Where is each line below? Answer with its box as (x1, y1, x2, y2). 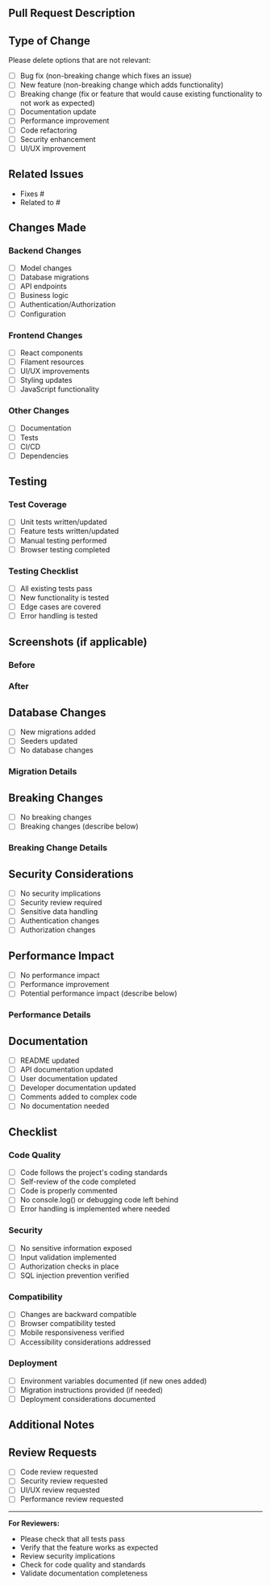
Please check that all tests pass (19, 1534, 125, 1543)
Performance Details (8, 1009, 91, 1021)
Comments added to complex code (19, 1092, 137, 1101)
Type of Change (8, 34, 90, 48)
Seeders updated (19, 736, 78, 746)
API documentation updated (19, 1065, 114, 1075)
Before (8, 659, 35, 670)
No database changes (19, 745, 94, 755)
